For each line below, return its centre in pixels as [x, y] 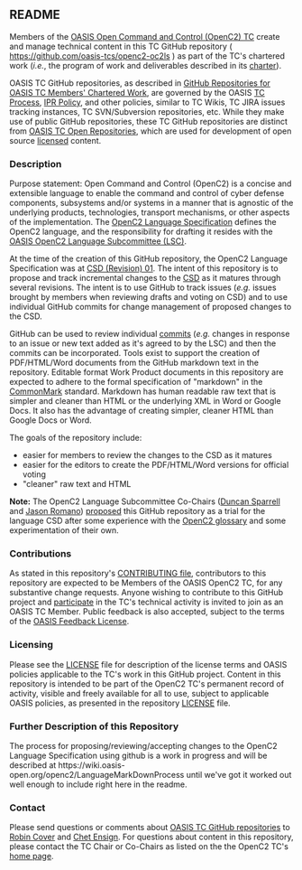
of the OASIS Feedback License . [69, 622]
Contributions [41, 554]
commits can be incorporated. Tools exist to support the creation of [135, 353]
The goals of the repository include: [76, 438]
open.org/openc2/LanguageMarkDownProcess [97, 775]
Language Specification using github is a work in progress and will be [138, 755]
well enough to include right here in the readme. [98, 784]
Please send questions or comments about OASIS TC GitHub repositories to [150, 828]
